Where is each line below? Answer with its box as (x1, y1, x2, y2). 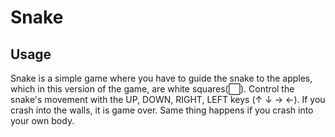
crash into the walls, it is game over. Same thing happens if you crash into (10, 104, 314, 116)
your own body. (10, 115, 75, 126)
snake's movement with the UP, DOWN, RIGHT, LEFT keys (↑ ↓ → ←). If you (10, 94, 326, 105)
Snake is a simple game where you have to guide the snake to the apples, (10, 72, 313, 84)
